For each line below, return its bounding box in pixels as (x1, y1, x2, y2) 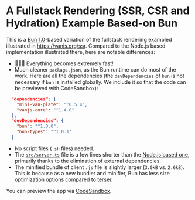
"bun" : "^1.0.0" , (16, 123, 59, 130)
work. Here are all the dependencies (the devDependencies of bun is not (14, 72, 184, 79)
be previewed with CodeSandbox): (14, 84, 98, 91)
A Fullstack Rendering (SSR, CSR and (6, 4, 190, 18)
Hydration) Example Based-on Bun (6, 16, 178, 30)
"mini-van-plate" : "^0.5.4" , (16, 101, 88, 107)
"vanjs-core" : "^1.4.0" (16, 107, 75, 113)
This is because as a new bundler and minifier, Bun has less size (14, 170, 170, 177)
